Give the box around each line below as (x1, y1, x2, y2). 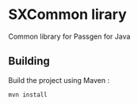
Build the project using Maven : (8, 75, 109, 84)
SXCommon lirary (8, 6, 127, 24)
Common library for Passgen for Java (8, 32, 131, 41)
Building (8, 54, 50, 68)
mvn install (8, 91, 48, 99)
